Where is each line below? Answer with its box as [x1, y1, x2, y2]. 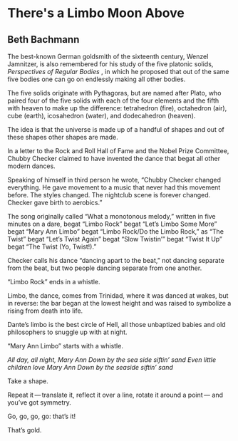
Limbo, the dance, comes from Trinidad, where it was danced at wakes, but [7, 291, 229, 300]
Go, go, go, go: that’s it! [7, 412, 76, 420]
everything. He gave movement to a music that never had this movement [7, 183, 221, 192]
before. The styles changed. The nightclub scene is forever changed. [7, 191, 211, 199]
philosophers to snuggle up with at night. [7, 328, 128, 336]
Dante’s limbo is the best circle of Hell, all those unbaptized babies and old [7, 321, 226, 328]
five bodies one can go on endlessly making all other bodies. [7, 75, 186, 83]
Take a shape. [7, 377, 48, 385]
